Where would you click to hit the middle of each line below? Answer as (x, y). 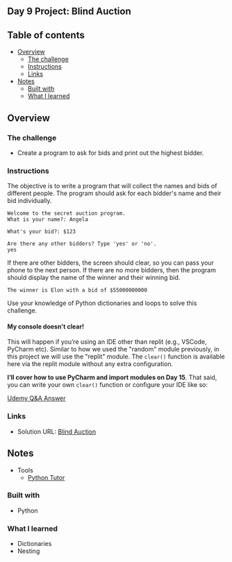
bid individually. (30, 201)
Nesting (28, 551)
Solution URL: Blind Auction (57, 431)
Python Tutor (46, 477)
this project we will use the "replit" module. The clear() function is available (116, 356)
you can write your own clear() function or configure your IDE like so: (108, 385)
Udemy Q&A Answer (36, 398)
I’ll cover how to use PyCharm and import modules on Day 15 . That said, (112, 377)
